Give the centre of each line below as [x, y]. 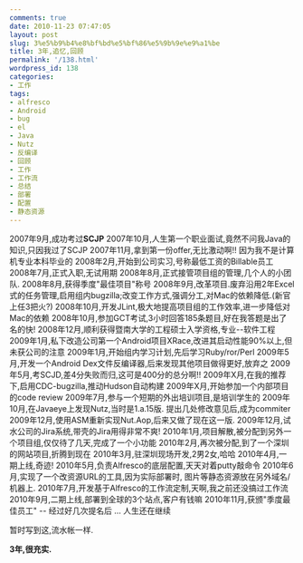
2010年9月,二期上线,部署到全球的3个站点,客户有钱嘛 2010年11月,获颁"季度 [146, 499]
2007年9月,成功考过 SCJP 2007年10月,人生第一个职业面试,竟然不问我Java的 [150, 238]
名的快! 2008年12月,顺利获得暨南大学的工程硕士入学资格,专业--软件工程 [142, 329]
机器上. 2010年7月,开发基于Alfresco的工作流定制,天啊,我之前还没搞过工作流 [149, 488]
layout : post [34, 34]
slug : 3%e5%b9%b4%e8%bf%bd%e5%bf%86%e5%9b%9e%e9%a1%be [115, 43]
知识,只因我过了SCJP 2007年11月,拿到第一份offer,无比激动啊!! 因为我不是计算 [152, 249]
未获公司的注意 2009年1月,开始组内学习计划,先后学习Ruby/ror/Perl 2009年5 [149, 352]
